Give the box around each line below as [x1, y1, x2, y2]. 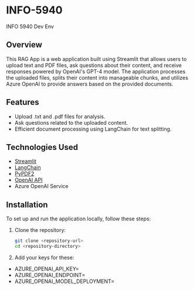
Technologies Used [6, 142, 78, 152]
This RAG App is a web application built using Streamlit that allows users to [6, 55, 187, 62]
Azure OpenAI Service [14, 183, 69, 190]
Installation [6, 200, 48, 210]
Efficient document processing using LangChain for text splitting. [14, 125, 172, 132]
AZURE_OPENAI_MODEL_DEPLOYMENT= [14, 278, 115, 285]
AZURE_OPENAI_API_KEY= [14, 265, 79, 272]
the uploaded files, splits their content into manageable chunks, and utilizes [6, 74, 189, 81]
